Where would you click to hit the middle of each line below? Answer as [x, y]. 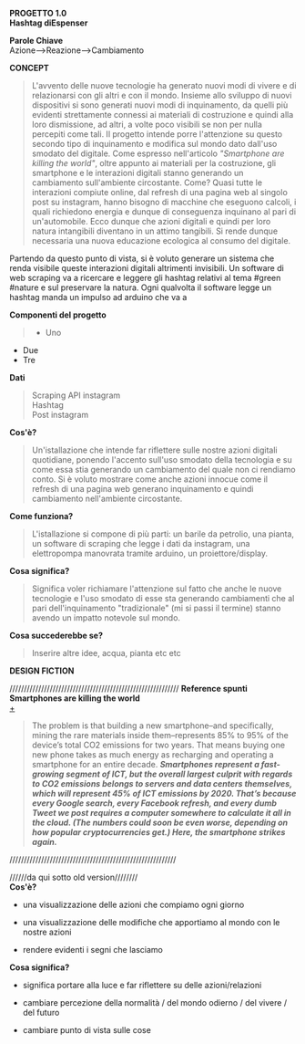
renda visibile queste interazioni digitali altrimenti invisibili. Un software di [147, 268]
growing [48, 774]
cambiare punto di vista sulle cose [87, 1030]
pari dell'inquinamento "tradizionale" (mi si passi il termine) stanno [156, 608]
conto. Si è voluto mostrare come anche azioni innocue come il [150, 479]
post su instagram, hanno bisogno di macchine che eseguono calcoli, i [164, 202]
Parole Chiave [36, 41]
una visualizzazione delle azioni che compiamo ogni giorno [133, 904]
